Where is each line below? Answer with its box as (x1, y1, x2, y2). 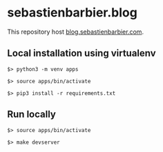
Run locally (7, 109, 57, 120)
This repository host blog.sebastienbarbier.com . (7, 28, 144, 36)
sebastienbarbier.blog (7, 5, 138, 21)
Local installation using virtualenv (7, 47, 157, 59)
